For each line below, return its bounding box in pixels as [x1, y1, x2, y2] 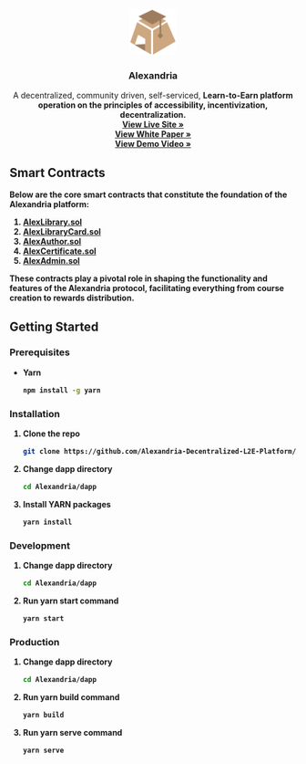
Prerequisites [9, 346, 70, 359]
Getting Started [9, 319, 99, 334]
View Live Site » [122, 119, 184, 131]
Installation [9, 407, 61, 420]
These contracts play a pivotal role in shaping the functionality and [9, 273, 269, 284]
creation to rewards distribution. [9, 292, 135, 304]
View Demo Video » [115, 139, 191, 150]
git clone [22, 446, 61, 455]
